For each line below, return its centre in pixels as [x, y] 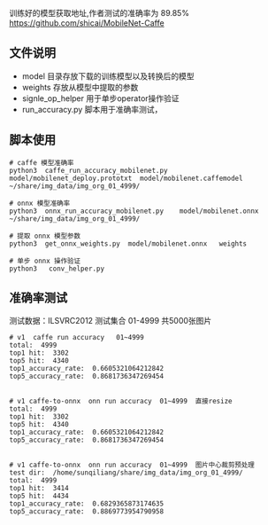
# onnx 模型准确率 [40, 203]
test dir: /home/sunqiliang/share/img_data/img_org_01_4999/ [126, 473]
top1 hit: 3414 [39, 489]
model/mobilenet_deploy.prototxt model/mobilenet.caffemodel [126, 178]
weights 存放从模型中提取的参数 [80, 87]
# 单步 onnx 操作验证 [45, 261]
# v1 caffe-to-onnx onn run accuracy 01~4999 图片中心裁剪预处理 [132, 465]
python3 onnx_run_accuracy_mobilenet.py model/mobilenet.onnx [134, 211]
